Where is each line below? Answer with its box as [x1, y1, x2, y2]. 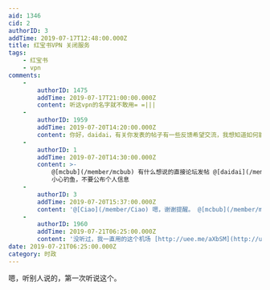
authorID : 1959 [37, 116, 88, 124]
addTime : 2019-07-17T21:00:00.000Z [37, 94, 157, 102]
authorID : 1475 [37, 86, 88, 95]
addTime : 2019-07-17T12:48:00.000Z [8, 34, 128, 42]
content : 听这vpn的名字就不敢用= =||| [37, 101, 157, 109]
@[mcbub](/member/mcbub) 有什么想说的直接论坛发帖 [51, 168, 211, 176]
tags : [8, 49, 27, 57]
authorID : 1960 [37, 220, 88, 228]
